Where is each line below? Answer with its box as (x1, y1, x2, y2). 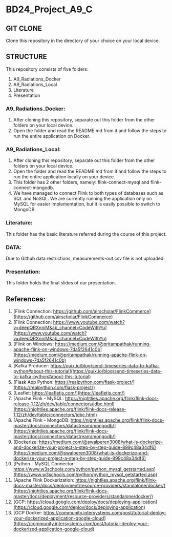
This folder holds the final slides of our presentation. (6, 280, 116, 286)
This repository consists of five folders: (6, 66, 89, 72)
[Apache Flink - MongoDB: (13, 417, 70, 423)
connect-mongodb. (13, 184, 54, 191)
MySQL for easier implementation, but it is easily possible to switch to (13, 201, 161, 207)
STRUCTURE (6, 52, 48, 61)
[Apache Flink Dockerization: (13, 477, 75, 483)
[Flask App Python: (13, 379, 54, 385)
